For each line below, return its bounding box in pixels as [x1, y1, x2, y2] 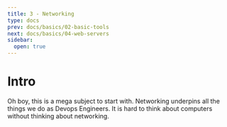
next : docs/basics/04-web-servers [7, 30, 110, 37]
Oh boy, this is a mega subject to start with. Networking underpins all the [7, 97, 220, 105]
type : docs [7, 17, 40, 24]
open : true [13, 43, 46, 50]
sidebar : [7, 37, 33, 44]
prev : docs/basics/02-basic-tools [7, 23, 110, 30]
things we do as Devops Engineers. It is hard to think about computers [7, 104, 213, 113]
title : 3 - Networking [7, 10, 74, 18]
